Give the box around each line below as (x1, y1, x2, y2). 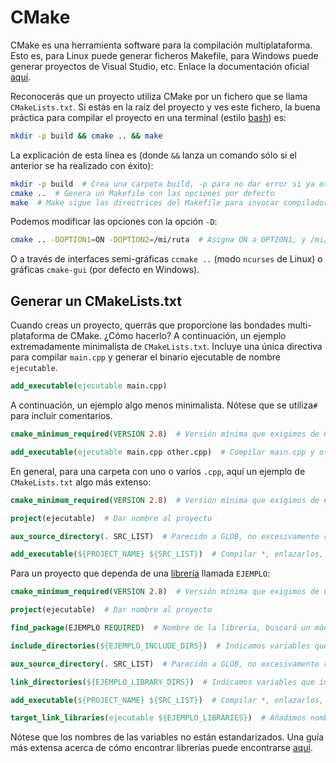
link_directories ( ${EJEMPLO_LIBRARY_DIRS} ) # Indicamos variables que (10, 677, 315, 687)
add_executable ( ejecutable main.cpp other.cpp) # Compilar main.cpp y (10, 447, 315, 457)
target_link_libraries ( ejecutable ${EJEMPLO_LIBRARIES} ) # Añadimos (10, 713, 307, 723)
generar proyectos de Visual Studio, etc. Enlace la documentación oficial (10, 60, 310, 72)
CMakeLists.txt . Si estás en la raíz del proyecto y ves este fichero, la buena (10, 101, 321, 113)
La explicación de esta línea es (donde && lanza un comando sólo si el (10, 149, 297, 161)
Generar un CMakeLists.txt (10, 292, 182, 310)
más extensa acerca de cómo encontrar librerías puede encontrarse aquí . (10, 742, 313, 754)
